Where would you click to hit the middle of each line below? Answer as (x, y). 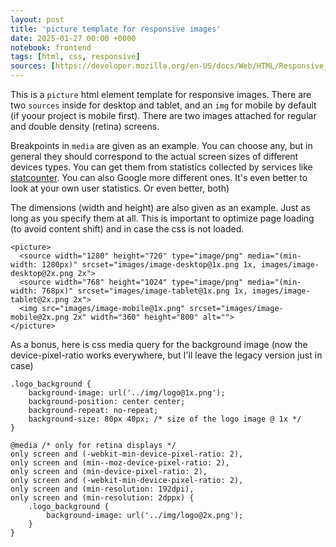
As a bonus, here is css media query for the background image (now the (159, 344)
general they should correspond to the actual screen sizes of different (154, 156)
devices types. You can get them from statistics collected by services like (161, 167)
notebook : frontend (51, 47)
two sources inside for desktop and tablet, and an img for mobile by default (163, 105)
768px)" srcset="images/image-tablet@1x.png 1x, (144, 291)
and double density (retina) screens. (85, 126)
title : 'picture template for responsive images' (116, 29)
